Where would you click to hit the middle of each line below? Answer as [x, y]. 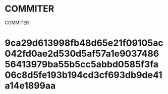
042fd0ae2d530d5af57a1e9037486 [82, 54]
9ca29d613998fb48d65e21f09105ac [84, 43]
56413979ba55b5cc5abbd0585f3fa [82, 65]
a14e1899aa [30, 86]
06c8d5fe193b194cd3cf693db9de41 [83, 75]
